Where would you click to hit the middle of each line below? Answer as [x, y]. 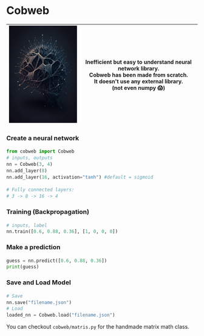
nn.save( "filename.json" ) [39, 302]
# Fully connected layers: [40, 190]
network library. [138, 69]
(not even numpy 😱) [139, 88]
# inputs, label [27, 225]
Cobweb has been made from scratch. [138, 75]
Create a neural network [43, 138]
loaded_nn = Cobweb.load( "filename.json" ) [61, 315]
